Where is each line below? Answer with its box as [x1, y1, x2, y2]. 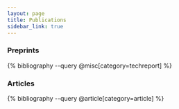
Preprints [7, 46, 40, 55]
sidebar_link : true [7, 23, 64, 30]
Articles [7, 79, 35, 88]
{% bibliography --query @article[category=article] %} [7, 94, 164, 102]
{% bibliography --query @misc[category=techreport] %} [7, 61, 172, 70]
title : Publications [7, 17, 67, 23]
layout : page [7, 10, 45, 17]
